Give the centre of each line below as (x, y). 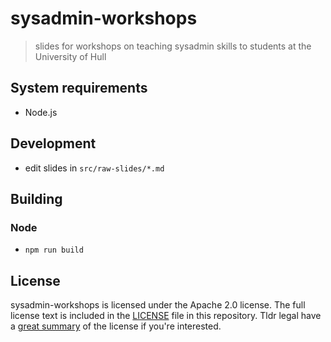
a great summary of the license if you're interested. (116, 326)
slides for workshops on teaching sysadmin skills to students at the (173, 46)
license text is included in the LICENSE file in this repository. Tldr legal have (166, 316)
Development (53, 143)
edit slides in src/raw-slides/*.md (94, 168)
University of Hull (70, 56)
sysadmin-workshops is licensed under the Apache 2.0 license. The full (158, 305)
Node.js (41, 112)
